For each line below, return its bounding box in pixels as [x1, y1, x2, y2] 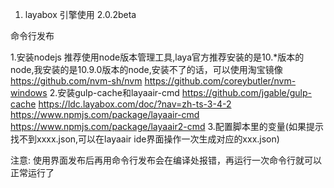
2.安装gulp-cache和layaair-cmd [49, 87, 180, 98]
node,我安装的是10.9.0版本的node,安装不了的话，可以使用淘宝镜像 [10, 64, 283, 75]
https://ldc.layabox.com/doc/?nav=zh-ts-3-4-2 [38, 98, 232, 110]
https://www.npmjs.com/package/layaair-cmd [10, 109, 200, 120]
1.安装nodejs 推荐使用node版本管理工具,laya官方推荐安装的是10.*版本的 [10, 51, 305, 63]
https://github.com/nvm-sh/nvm [10, 75, 143, 87]
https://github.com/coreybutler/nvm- [144, 75, 297, 87]
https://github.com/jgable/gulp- [181, 87, 313, 98]
